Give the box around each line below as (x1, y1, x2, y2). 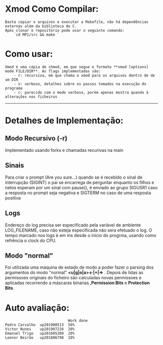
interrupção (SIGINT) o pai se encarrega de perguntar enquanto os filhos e (5, 179, 154, 185)
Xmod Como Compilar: (5, 3, 99, 15)
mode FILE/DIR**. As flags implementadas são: (5, 69, 101, 73)
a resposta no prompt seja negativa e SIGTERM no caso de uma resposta (5, 190, 151, 196)
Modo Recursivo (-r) (5, 134, 68, 143)
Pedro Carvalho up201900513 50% (5, 323, 75, 327)
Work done (67, 318, 88, 323)
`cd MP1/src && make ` (14, 32, 60, 37)
